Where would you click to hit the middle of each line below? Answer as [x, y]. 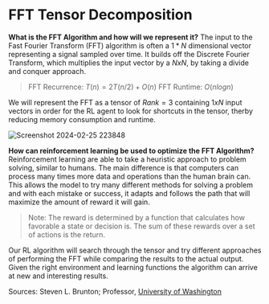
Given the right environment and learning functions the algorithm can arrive [133, 267]
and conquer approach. [47, 71]
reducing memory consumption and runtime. [82, 119]
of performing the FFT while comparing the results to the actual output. [126, 258]
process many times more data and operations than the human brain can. [130, 176]
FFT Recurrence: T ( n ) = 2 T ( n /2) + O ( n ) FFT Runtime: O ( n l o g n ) [131, 87]
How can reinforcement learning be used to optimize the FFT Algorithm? [131, 150]
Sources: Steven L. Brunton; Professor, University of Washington [115, 291]
